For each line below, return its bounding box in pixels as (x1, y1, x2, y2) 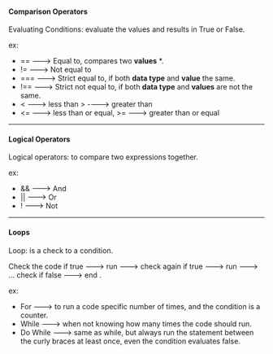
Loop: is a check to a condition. (8, 245, 114, 256)
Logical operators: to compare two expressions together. (8, 152, 199, 162)
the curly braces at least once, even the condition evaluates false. (19, 336, 241, 346)
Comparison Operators (8, 7, 88, 16)
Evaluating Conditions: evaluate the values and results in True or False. (8, 24, 245, 34)
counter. (19, 310, 49, 320)
